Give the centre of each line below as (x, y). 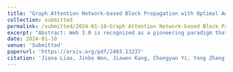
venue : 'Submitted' (35, 45)
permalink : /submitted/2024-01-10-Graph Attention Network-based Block (113, 26)
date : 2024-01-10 (32, 39)
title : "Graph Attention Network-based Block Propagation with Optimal (113, 13)
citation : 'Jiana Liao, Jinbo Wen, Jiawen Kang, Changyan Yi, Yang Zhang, (118, 58)
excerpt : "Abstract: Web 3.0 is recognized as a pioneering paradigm (110, 33)
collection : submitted (40, 20)
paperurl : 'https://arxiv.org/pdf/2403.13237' (76, 52)
